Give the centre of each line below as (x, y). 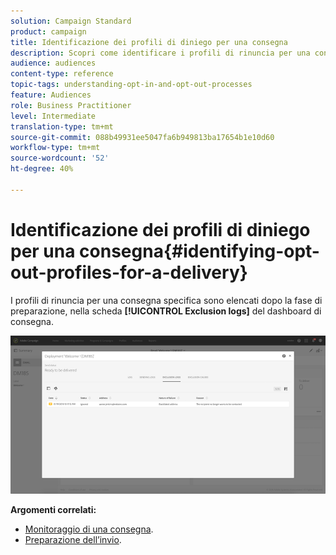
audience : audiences (53, 63)
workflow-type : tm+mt (55, 148)
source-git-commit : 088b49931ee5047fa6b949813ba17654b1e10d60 (142, 137)
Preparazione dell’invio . (73, 539)
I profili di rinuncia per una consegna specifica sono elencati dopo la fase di (166, 300)
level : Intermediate (53, 116)
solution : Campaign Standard (71, 21)
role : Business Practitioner (71, 105)
